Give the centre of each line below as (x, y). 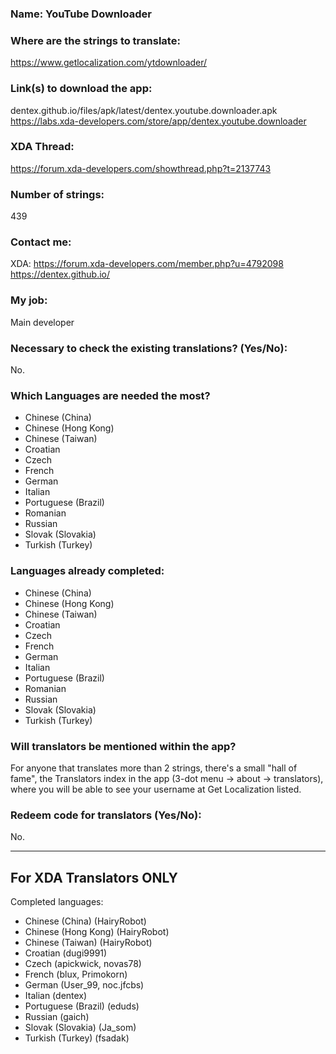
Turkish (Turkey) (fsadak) (77, 1038)
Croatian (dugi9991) (66, 953)
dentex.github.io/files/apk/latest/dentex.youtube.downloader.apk (144, 110)
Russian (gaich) (57, 1016)
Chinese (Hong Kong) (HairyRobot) (97, 931)
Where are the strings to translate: (95, 40)
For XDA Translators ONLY (94, 877)
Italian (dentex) (56, 995)
